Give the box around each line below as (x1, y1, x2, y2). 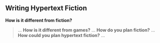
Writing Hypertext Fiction (5, 4, 87, 12)
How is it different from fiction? (5, 17, 72, 23)
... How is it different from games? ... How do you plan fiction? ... (17, 27, 155, 33)
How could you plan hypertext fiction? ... (17, 32, 105, 38)
